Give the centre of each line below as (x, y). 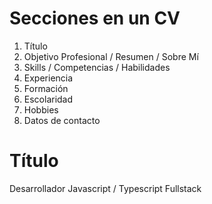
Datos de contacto (62, 120)
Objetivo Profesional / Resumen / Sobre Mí (111, 56)
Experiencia (48, 78)
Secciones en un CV (95, 18)
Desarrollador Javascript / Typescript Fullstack (105, 188)
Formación (46, 88)
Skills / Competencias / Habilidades (97, 67)
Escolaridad (48, 99)
